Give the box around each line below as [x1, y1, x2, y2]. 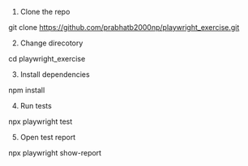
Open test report [19, 133, 76, 142]
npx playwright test [8, 117, 73, 126]
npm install [8, 85, 45, 95]
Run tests [19, 101, 53, 110]
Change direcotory [19, 38, 83, 48]
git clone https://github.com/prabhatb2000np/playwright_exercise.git [8, 23, 240, 32]
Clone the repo [19, 7, 71, 16]
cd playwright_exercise [8, 54, 86, 63]
